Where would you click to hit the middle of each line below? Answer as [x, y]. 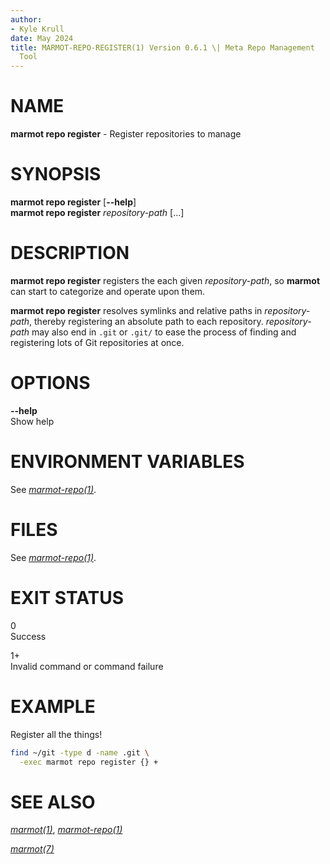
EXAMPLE [53, 706]
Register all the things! [56, 734]
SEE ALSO [53, 802]
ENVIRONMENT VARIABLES [127, 462]
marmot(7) [32, 849]
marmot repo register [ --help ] [73, 202]
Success [28, 636]
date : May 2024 [42, 38]
